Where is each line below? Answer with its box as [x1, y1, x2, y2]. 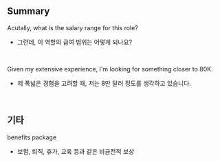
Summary [7, 5, 50, 17]
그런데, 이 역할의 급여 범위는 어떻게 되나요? [16, 38, 133, 46]
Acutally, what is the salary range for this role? [7, 23, 139, 32]
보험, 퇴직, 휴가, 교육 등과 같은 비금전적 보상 [16, 147, 135, 155]
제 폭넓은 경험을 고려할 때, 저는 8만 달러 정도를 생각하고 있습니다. [16, 79, 191, 87]
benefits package [7, 133, 57, 141]
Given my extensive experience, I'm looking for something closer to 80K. [7, 65, 213, 73]
